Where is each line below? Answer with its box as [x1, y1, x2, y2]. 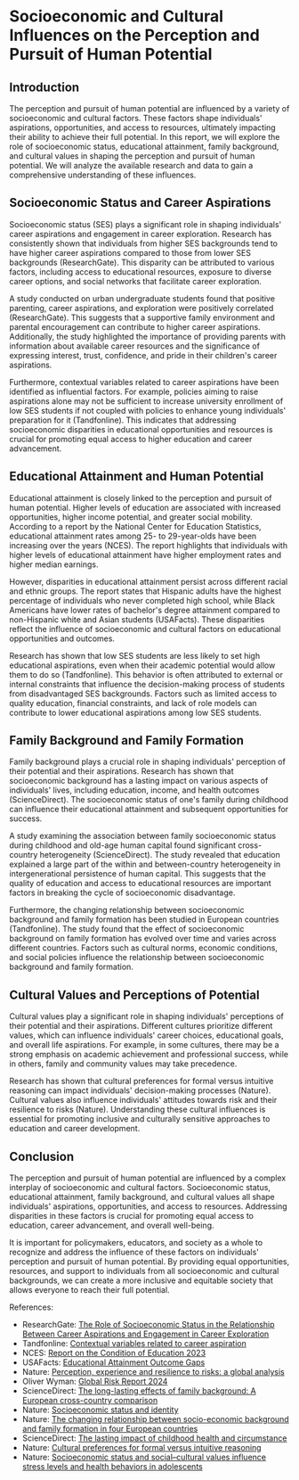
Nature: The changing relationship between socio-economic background [21, 1414, 289, 1425]
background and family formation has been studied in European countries [9, 914, 279, 925]
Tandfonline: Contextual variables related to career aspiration [21, 1338, 246, 1349]
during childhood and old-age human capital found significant [9, 840, 236, 851]
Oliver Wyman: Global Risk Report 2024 [21, 1376, 168, 1387]
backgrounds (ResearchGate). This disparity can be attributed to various [9, 257, 275, 267]
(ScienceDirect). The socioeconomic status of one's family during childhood [9, 794, 289, 805]
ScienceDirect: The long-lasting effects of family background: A [21, 1385, 256, 1396]
